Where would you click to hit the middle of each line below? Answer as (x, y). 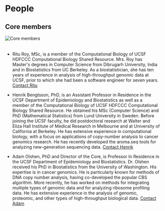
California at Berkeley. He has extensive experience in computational (82, 131)
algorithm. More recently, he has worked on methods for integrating (81, 183)
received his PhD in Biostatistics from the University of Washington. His (84, 167)
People (20, 9)
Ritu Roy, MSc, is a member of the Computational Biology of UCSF (79, 54)
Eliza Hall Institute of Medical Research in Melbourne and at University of (86, 126)
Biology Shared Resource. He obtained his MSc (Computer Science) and (85, 110)
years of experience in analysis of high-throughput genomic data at (80, 75)
